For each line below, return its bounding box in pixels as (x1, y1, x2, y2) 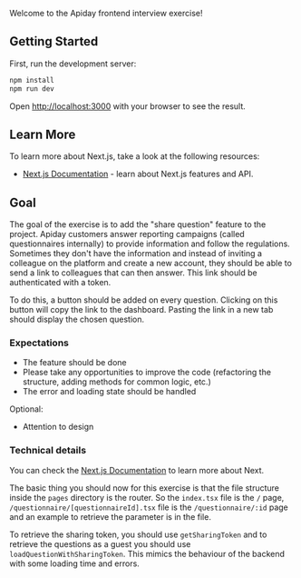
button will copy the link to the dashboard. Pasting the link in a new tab (9, 304, 274, 315)
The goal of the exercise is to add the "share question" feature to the (9, 219, 267, 230)
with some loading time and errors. (9, 558, 141, 569)
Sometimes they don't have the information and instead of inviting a (9, 248, 263, 259)
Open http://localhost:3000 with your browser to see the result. (9, 100, 247, 112)
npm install (9, 75, 54, 85)
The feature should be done (22, 357, 127, 368)
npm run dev (9, 84, 54, 94)
